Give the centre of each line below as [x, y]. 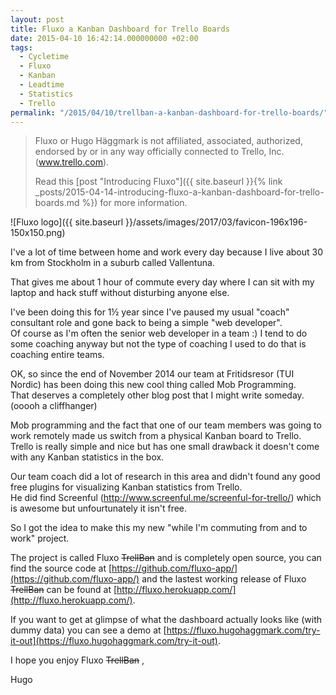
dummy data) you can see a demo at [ [88, 630]
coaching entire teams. [57, 355]
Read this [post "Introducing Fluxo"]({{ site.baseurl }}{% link [158, 182]
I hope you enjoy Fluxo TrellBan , [77, 660]
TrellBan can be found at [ [64, 590]
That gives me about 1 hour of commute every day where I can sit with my [162, 282]
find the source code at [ [61, 568]
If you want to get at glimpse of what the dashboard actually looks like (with [166, 620]
